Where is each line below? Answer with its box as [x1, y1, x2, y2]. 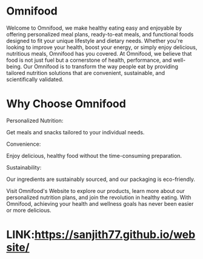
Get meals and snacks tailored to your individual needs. [6, 128, 145, 136]
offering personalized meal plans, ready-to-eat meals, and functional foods [6, 30, 194, 38]
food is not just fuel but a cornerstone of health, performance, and [6, 56, 172, 64]
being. [6, 62, 22, 70]
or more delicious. [6, 206, 52, 214]
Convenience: [6, 140, 41, 148]
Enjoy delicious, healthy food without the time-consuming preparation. [6, 152, 182, 159]
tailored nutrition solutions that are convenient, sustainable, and [6, 69, 165, 76]
